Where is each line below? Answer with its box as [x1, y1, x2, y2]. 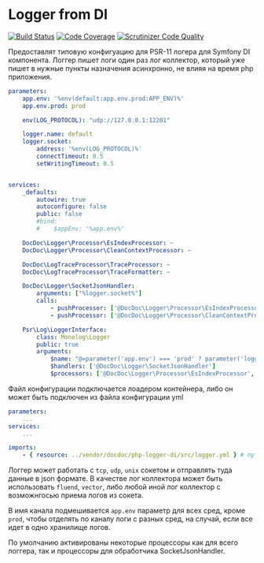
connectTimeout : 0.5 [36, 152, 104, 161]
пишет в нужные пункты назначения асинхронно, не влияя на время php [8, 63, 254, 73]
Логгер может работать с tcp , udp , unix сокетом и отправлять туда [8, 465, 233, 475]
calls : [36, 297, 58, 305]
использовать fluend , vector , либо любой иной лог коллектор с [8, 483, 222, 492]
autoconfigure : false [36, 203, 108, 211]
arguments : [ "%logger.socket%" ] [36, 289, 143, 297]
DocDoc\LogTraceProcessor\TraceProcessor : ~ [22, 260, 170, 269]
